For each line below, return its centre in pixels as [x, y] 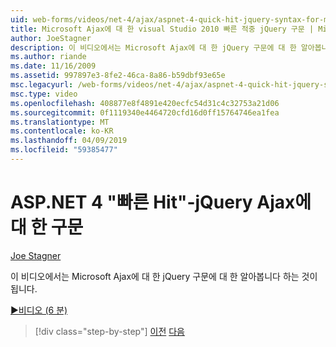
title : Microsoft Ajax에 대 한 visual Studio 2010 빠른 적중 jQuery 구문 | [162, 29]
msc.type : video [44, 94]
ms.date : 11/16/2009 [53, 66]
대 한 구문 [47, 227]
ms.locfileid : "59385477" [64, 150]
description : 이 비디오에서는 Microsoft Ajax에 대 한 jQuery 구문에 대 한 [153, 47]
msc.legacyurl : [42, 85]
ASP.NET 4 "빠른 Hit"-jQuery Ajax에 [161, 202]
